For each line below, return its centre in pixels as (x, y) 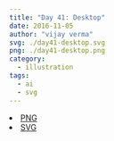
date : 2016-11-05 (41, 26)
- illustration (45, 68)
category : (28, 59)
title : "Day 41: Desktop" (57, 17)
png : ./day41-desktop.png (57, 51)
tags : (19, 76)
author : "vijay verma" (51, 34)
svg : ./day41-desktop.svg (57, 42)
